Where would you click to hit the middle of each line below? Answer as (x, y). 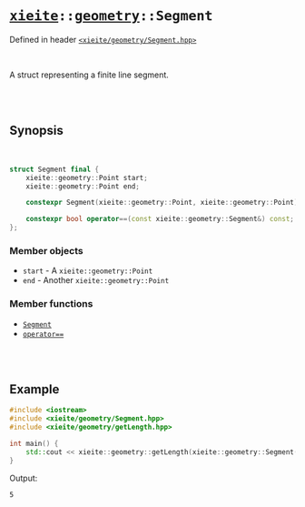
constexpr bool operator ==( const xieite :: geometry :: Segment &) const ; (160, 219)
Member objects (46, 250)
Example (34, 389)
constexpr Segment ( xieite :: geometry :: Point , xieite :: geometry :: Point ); (164, 203)
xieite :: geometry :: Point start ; (87, 177)
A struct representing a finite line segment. (89, 75)
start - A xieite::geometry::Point (88, 270)
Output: (24, 478)
